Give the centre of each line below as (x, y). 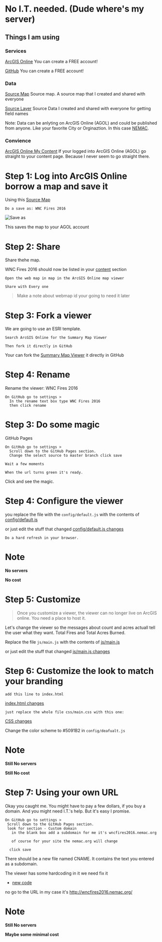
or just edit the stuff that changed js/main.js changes (58, 651)
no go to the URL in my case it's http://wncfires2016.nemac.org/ (69, 892)
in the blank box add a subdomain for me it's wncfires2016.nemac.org (84, 832)
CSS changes (19, 721)
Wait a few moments (25, 464)
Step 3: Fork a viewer (48, 315)
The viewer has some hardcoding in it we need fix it (56, 873)
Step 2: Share (33, 247)
